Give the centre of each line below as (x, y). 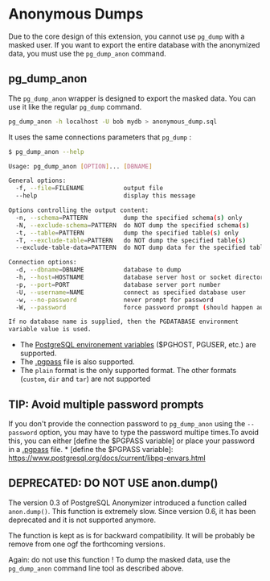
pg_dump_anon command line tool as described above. (96, 568)
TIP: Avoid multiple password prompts (106, 404)
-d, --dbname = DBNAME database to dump (98, 270)
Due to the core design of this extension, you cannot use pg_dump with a (127, 36)
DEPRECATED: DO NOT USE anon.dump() (113, 483)
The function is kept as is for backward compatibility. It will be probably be (132, 535)
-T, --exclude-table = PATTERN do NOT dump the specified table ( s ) (131, 240)
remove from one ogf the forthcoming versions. (87, 544)
